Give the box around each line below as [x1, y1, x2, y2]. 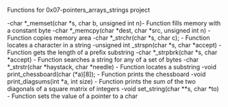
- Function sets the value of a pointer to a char [7, 92, 138, 100]
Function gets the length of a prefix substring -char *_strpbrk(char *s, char [7, 48, 218, 56]
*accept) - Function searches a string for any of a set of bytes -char [7, 56, 199, 64]
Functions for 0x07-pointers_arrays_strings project [7, 6, 151, 14]
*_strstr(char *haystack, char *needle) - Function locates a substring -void [7, 63, 217, 71]
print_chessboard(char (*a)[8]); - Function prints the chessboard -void [7, 70, 206, 78]
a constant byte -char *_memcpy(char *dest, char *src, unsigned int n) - [7, 27, 211, 34]
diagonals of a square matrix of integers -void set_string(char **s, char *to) [7, 85, 219, 93]
